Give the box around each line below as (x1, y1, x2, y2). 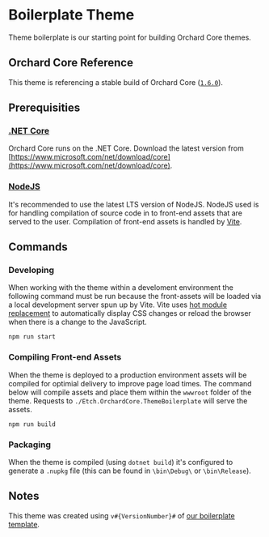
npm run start (8, 333, 57, 341)
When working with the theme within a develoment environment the (8, 283, 234, 292)
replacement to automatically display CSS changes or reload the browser (8, 309, 252, 318)
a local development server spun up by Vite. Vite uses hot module (8, 300, 228, 309)
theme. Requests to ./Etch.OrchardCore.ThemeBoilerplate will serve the (8, 395, 248, 406)
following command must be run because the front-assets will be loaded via (8, 292, 262, 301)
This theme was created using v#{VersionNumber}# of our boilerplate (8, 510, 236, 520)
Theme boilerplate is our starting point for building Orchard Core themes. (8, 32, 252, 42)
